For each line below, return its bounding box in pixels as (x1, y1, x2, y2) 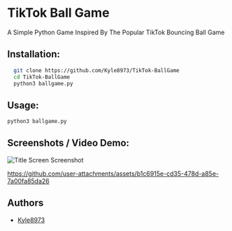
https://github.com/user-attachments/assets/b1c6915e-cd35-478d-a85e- (7, 169, 219, 178)
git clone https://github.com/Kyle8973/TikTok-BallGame (13, 66, 180, 74)
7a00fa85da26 (7, 176, 50, 185)
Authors (7, 197, 44, 209)
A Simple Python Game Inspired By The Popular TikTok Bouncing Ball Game (7, 28, 225, 36)
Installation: (7, 48, 61, 60)
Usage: (7, 99, 40, 111)
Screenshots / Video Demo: (7, 137, 130, 149)
